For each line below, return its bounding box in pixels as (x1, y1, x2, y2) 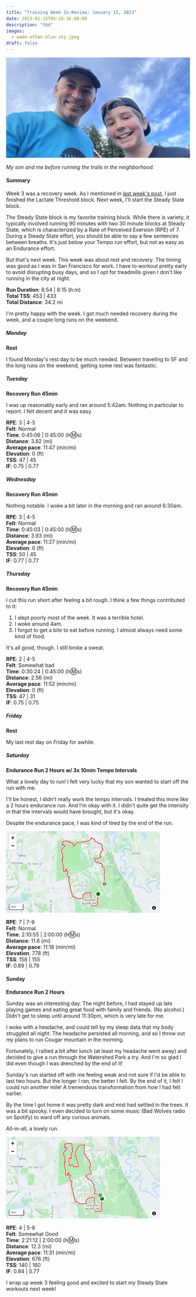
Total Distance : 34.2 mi (6, 299, 63, 306)
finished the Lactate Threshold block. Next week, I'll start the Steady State (6, 196, 185, 203)
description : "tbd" (6, 22, 54, 28)
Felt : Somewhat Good (6, 1230, 58, 1237)
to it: (6, 603, 17, 610)
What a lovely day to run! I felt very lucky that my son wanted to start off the (6, 778, 188, 785)
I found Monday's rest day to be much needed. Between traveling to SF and (6, 355, 188, 362)
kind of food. (14, 632, 45, 639)
